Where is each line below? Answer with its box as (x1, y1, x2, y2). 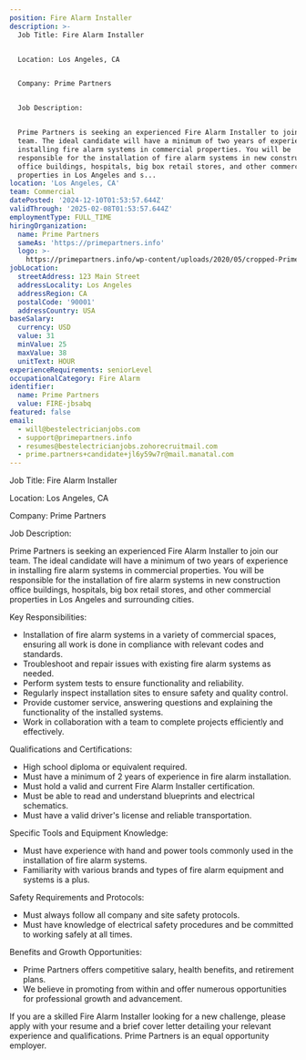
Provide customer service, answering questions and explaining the (22, 697, 273, 708)
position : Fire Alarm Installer (9, 13, 132, 23)
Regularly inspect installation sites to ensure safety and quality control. (22, 687, 289, 698)
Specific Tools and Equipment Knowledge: (9, 828, 168, 839)
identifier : (9, 382, 55, 392)
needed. (22, 668, 55, 679)
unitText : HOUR (17, 356, 76, 365)
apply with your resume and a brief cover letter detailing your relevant (9, 1021, 271, 1032)
